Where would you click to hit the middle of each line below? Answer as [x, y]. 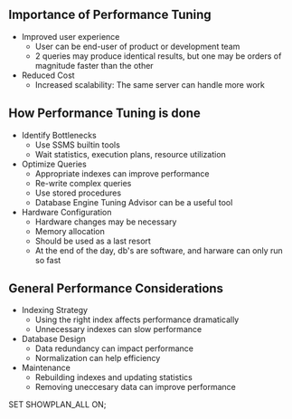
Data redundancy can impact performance [114, 348]
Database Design [54, 339]
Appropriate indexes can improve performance [122, 173]
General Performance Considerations [116, 289]
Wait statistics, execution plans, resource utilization [131, 154]
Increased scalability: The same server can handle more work [150, 84]
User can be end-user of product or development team [137, 46]
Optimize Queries [54, 164]
